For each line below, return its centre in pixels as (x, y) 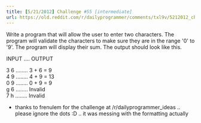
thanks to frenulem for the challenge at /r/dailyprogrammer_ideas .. (98, 107)
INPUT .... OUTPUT (30, 59)
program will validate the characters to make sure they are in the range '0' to (100, 41)
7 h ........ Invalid (26, 96)
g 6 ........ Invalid (26, 89)
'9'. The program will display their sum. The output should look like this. (94, 47)
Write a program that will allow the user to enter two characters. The (90, 34)
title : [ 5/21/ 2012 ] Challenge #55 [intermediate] (69, 12)
